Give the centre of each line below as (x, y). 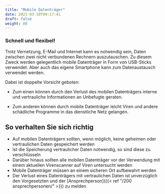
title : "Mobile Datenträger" (35, 10)
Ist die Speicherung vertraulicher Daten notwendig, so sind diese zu (81, 150)
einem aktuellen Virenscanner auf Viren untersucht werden (72, 165)
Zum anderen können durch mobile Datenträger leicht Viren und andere (85, 106)
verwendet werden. (25, 73)
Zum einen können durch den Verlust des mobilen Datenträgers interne (84, 91)
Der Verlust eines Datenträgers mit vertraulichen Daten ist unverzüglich (85, 176)
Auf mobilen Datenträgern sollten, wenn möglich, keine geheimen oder (84, 139)
